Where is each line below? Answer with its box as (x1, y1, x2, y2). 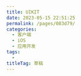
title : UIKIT (6, 9, 40, 15)
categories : (6, 26, 37, 32)
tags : (6, 49, 20, 55)
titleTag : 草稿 (6, 60, 44, 66)
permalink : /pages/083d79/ (6, 20, 75, 26)
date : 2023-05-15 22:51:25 (6, 15, 75, 21)
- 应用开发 (12, 44, 36, 50)
